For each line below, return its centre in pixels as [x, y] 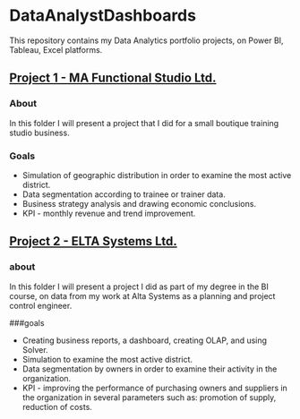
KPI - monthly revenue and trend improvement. [109, 213]
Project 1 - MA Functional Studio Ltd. [113, 78]
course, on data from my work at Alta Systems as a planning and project [142, 295]
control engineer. [41, 305]
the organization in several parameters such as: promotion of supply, [149, 397]
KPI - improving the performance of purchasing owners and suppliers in [155, 388]
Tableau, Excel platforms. [56, 49]
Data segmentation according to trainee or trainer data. [124, 194]
